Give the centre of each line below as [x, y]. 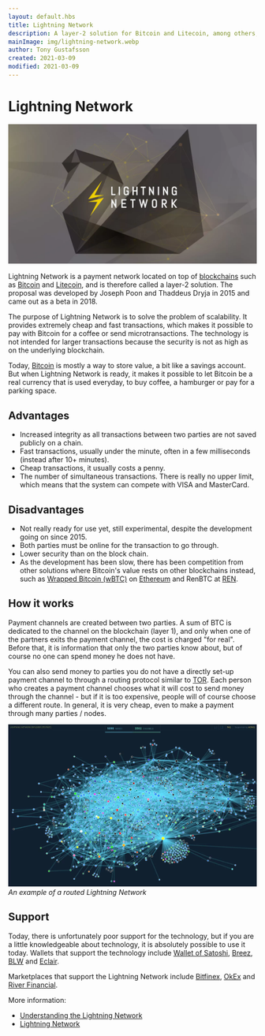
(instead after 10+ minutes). [64, 460]
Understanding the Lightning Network [81, 1015]
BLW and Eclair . [34, 961]
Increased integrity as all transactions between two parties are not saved [138, 434]
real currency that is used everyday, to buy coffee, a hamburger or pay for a [131, 382]
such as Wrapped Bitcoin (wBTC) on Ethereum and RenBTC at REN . [129, 579]
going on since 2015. [53, 537]
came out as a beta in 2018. [53, 302]
